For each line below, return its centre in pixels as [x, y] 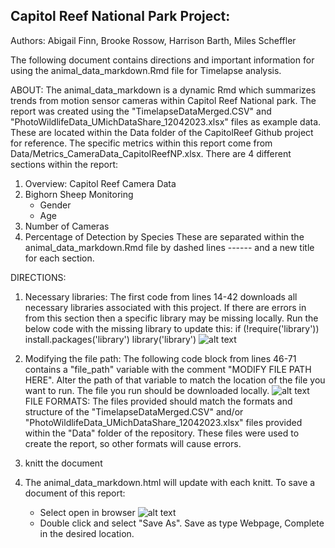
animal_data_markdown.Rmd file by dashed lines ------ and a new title [169, 247]
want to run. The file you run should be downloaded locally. [147, 390]
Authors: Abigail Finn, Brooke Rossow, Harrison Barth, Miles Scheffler [153, 40]
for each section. [59, 258]
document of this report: [75, 493]
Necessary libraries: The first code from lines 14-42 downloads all [161, 296]
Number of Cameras [67, 226]
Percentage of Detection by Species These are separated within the [164, 236]
